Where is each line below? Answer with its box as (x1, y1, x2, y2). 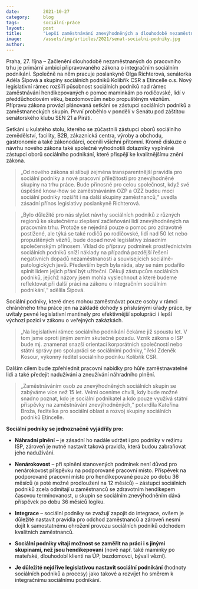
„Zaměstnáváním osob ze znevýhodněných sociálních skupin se (20, 382, 177, 390)
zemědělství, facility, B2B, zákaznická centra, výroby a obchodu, (6, 132, 163, 139)
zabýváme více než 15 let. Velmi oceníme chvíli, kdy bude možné (20, 388, 178, 395)
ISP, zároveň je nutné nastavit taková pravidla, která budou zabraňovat (14, 443, 186, 450)
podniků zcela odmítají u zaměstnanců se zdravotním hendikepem (14, 485, 176, 493)
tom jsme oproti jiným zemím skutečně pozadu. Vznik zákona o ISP (20, 334, 184, 341)
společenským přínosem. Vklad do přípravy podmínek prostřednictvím (20, 243, 192, 250)
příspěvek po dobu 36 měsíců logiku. (14, 498, 105, 505)
